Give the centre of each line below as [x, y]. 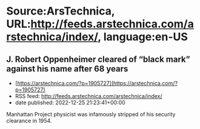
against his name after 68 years [67, 69]
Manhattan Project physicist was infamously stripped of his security [91, 114]
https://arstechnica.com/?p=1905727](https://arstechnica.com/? [97, 83]
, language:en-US [143, 37]
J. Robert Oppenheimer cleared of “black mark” [98, 59]
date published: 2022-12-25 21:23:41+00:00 [70, 102]
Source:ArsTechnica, [61, 11]
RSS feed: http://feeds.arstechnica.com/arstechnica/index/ [88, 96]
